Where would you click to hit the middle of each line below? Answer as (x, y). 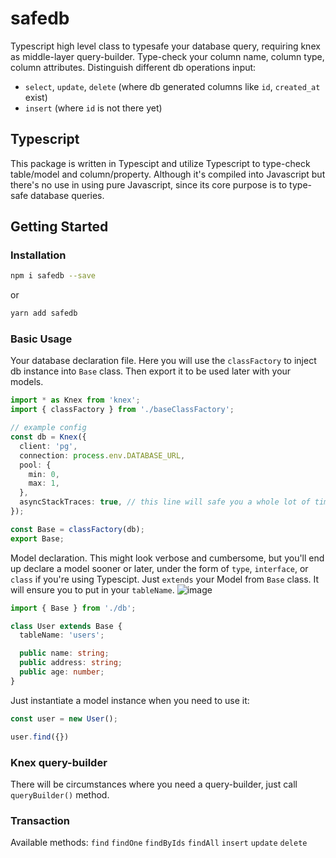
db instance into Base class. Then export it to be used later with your (151, 371)
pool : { (35, 465)
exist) (36, 97)
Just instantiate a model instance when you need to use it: (130, 700)
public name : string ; (64, 653)
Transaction (40, 820)
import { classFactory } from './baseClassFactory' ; (122, 410)
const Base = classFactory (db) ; (77, 529)
